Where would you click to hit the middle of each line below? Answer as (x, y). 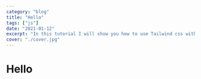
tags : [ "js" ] (22, 23)
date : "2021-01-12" (31, 28)
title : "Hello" (25, 17)
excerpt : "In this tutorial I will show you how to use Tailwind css (95, 34)
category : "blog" (28, 12)
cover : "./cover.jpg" (33, 39)
